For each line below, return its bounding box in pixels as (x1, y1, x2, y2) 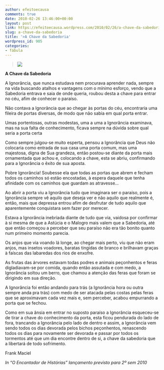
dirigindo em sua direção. (5, 275, 57, 281)
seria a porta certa (5, 130, 42, 136)
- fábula (5, 48, 23, 53)
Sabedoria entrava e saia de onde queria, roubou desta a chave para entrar (5, 90, 156, 96)
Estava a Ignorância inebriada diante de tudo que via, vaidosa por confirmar (5, 214, 158, 220)
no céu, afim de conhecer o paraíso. (5, 96, 78, 102)
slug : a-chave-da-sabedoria (5, 30, 62, 35)
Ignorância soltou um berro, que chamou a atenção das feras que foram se (5, 269, 156, 276)
